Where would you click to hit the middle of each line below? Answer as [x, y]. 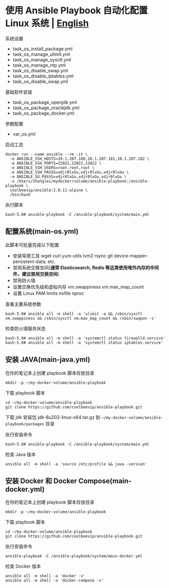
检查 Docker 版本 [23, 566]
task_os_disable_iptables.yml [43, 76]
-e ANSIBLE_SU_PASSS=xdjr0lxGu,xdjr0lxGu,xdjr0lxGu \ [68, 177]
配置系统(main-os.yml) [42, 231]
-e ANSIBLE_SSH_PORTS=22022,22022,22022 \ [56, 163]
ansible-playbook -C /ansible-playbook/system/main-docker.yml [74, 556]
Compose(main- [105, 481]
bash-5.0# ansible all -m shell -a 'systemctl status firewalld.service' [86, 338]
